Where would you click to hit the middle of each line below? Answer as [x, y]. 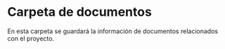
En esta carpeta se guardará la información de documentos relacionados [113, 31]
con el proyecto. [31, 38]
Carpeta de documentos [80, 12]
